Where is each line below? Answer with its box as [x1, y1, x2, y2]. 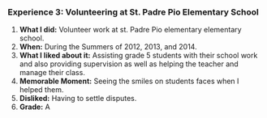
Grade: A [19, 102, 50, 112]
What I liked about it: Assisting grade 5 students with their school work [19, 51, 258, 61]
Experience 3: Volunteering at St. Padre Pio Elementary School [7, 6, 259, 18]
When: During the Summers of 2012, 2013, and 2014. [19, 42, 197, 52]
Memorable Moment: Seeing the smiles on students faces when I [19, 76, 239, 86]
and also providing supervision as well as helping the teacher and [19, 59, 239, 69]
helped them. [19, 85, 64, 95]
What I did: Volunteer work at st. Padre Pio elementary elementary [19, 25, 242, 35]
